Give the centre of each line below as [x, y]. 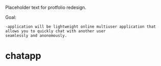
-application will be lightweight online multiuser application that [81, 27]
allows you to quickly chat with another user [56, 31]
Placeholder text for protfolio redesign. [46, 7]
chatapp [23, 56]
